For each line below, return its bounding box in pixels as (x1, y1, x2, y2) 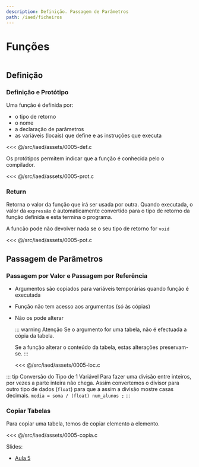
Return (6, 188, 27, 196)
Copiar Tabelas (6, 407, 51, 415)
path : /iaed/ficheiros (6, 14, 62, 20)
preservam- (159, 344, 189, 351)
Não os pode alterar (14, 314, 64, 322)
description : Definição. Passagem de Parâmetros (6, 8, 129, 15)
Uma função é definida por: (6, 101, 74, 109)
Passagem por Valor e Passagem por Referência (6, 271, 148, 279)
